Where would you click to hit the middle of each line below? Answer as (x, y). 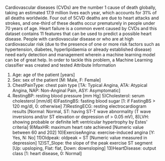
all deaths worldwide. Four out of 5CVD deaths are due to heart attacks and (82, 18)
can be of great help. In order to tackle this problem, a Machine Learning (79, 60)
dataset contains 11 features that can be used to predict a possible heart (78, 34)
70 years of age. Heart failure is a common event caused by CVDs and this (81, 29)
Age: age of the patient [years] (43, 75)
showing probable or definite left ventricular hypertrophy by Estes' (80, 122)
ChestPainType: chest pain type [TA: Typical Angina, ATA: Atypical (80, 85)
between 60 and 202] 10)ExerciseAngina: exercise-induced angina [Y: (83, 132)
